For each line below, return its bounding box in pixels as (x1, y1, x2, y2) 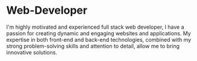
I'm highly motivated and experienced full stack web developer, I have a (6, 23, 184, 30)
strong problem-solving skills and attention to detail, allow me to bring (6, 42, 180, 50)
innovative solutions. (6, 48, 57, 56)
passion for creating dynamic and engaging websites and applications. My (6, 29, 191, 36)
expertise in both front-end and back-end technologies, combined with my (6, 36, 192, 43)
